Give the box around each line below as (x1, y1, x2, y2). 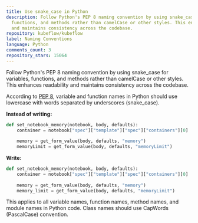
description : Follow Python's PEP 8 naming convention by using (6, 14, 167, 20)
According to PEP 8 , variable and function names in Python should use (6, 93, 178, 100)
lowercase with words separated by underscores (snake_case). (6, 99, 160, 106)
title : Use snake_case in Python (6, 8, 88, 15)
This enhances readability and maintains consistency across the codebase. (6, 81, 189, 88)
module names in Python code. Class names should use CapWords (6, 205, 169, 212)
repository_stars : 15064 (6, 53, 67, 58)
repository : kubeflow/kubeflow (6, 31, 83, 37)
